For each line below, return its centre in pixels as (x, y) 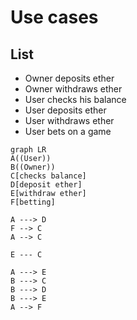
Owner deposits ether (69, 78)
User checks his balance (75, 99)
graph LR (28, 150)
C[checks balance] (48, 176)
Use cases (54, 17)
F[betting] (33, 202)
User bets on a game (68, 131)
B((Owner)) (33, 167)
